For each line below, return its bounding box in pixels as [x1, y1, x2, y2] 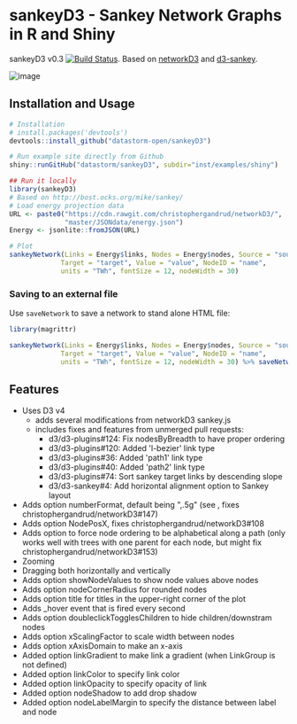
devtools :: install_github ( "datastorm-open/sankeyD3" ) [9, 136, 212, 145]
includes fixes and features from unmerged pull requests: [34, 424, 245, 435]
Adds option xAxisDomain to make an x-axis [21, 641, 183, 651]
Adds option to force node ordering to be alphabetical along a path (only [21, 528, 286, 539]
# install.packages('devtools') [9, 128, 128, 137]
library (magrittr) [9, 325, 77, 334]
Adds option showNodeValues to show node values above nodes [21, 575, 259, 586]
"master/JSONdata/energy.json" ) [65, 218, 184, 227]
